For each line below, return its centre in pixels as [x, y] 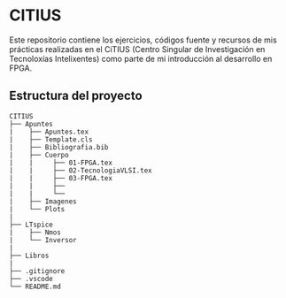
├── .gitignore [37, 271]
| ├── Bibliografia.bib [59, 147]
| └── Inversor [43, 240]
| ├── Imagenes [43, 201]
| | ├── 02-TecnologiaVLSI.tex [81, 170]
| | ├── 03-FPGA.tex [61, 178]
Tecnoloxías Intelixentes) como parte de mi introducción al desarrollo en [141, 58]
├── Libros [29, 256]
